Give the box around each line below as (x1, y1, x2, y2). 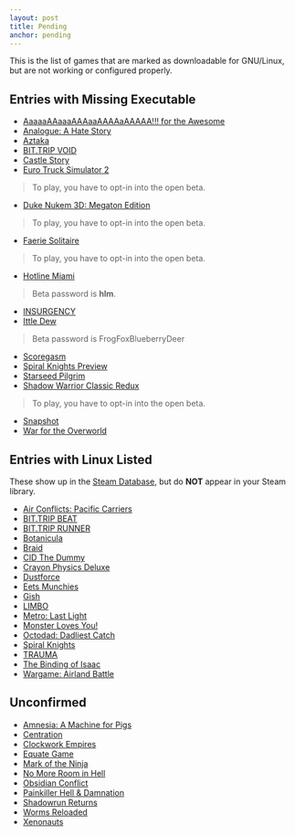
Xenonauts (22, 816, 64, 827)
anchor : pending (9, 30, 71, 39)
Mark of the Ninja (22, 757, 89, 768)
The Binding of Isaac (22, 659, 101, 670)
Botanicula (22, 533, 64, 544)
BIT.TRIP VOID (22, 145, 78, 156)
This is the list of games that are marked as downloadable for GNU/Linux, (9, 56, 285, 67)
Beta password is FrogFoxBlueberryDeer (31, 333, 185, 344)
